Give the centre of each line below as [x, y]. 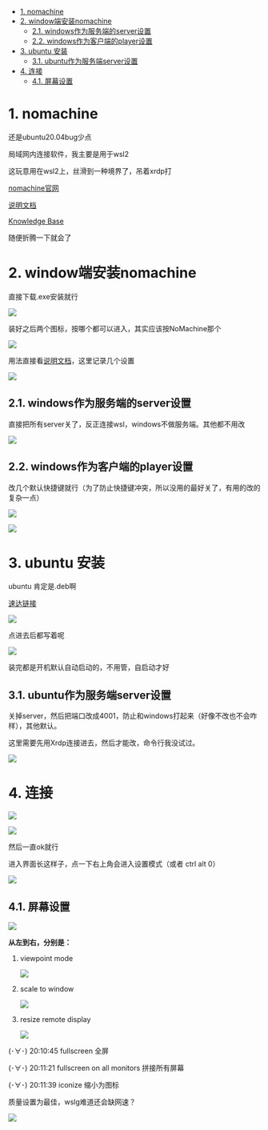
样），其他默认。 [35, 726]
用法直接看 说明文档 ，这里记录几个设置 [71, 360]
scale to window [47, 989]
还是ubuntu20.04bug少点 [50, 137]
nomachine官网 [34, 188]
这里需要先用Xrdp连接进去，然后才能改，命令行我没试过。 [104, 743]
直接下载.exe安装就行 [43, 296]
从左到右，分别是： [40, 942]
